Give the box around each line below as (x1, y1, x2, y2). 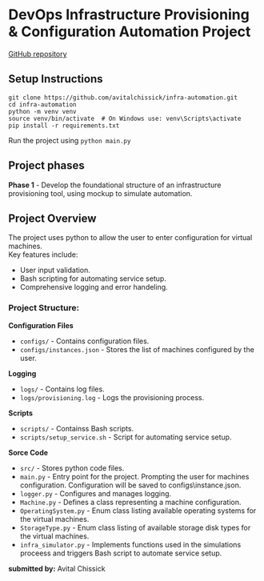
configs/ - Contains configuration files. (19, 336, 150, 346)
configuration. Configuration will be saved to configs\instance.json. (19, 480, 242, 490)
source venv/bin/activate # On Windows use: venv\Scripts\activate (8, 114, 242, 122)
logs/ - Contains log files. (19, 384, 106, 394)
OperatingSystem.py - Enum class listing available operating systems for (19, 506, 257, 515)
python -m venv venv (8, 107, 78, 115)
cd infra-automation (8, 100, 78, 109)
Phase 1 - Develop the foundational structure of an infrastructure (8, 180, 222, 190)
